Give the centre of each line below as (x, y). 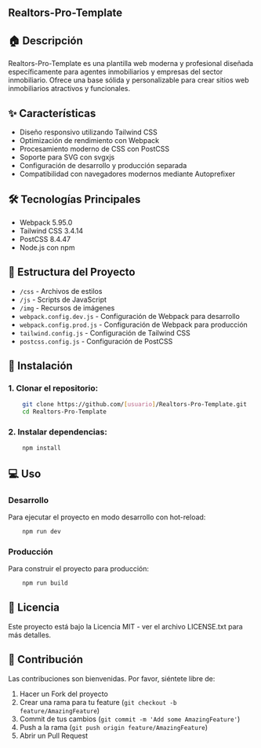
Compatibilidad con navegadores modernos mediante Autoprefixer (127, 174)
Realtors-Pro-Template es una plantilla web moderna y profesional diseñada (130, 64)
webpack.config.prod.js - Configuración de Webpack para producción (134, 324)
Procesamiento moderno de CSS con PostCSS (94, 149)
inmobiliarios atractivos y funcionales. (69, 89)
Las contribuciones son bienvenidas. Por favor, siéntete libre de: (112, 678)
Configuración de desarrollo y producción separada (103, 166)
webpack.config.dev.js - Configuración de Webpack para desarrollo (130, 316)
